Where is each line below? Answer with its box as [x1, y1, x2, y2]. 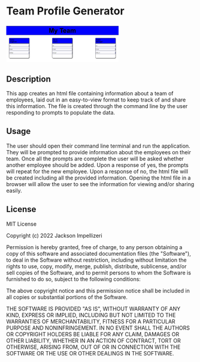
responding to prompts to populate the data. [6, 109, 116, 116]
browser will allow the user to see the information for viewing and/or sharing [6, 180, 195, 187]
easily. [6, 187, 22, 194]
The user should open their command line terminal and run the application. [6, 142, 190, 149]
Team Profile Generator [6, 4, 125, 18]
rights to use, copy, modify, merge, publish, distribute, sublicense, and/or [6, 262, 187, 270]
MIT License [6, 220, 37, 228]
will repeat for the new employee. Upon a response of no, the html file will [6, 167, 189, 175]
